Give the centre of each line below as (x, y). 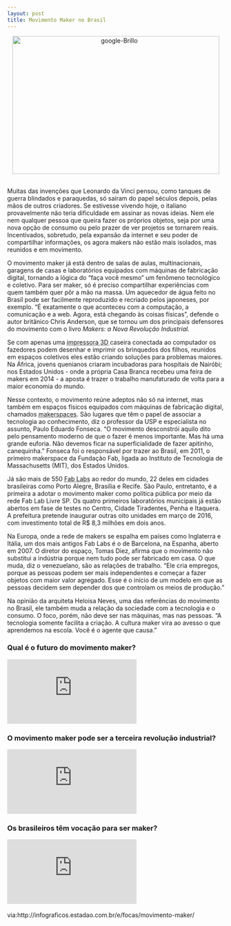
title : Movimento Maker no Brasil (57, 20)
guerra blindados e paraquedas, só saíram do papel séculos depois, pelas (112, 198)
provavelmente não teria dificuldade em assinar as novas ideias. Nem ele (111, 213)
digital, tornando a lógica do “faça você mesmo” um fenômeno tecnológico (114, 277)
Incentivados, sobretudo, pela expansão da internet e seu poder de (103, 234)
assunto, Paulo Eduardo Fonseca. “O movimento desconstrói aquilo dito (109, 429)
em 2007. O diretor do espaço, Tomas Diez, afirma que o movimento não (110, 551)
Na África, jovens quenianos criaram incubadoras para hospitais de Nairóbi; (115, 364)
